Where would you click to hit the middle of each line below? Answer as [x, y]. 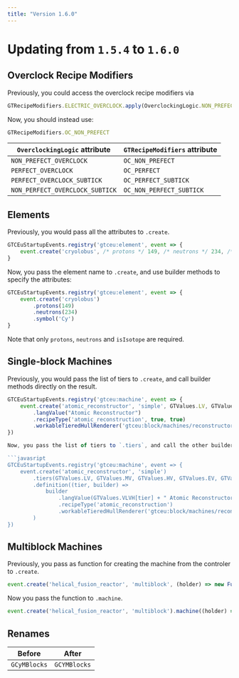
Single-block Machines [60, 362]
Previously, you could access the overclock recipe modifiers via [101, 93]
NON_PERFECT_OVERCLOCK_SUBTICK [64, 190]
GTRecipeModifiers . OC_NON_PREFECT [59, 133]
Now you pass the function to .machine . [65, 598]
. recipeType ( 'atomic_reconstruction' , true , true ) [110, 419]
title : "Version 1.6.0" [43, 14]
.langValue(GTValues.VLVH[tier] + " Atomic [124, 498]
